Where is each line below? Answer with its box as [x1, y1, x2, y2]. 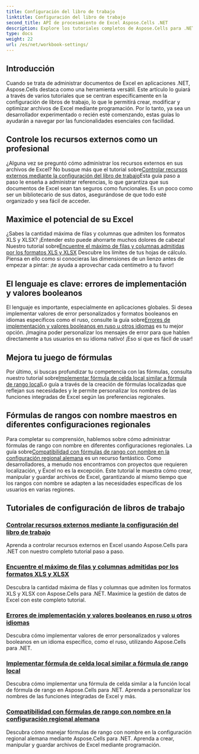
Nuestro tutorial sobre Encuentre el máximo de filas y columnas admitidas [6, 242, 185, 250]
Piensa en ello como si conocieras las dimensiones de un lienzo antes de [6, 255, 184, 263]
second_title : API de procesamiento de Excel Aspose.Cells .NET [6, 20, 168, 25]
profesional [6, 143, 49, 154]
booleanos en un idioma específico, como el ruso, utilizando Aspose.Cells [6, 638, 187, 646]
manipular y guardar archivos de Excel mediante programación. [6, 741, 161, 748]
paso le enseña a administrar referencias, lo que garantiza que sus [6, 178, 169, 186]
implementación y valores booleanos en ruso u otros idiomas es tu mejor [6, 322, 184, 330]
